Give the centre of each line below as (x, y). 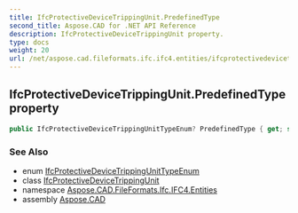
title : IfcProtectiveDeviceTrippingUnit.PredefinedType (114, 17)
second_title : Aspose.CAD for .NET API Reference (103, 26)
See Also (29, 152)
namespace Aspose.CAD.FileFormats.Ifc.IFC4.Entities (119, 189)
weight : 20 (29, 51)
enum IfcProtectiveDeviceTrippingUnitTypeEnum (110, 170)
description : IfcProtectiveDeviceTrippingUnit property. (117, 34)
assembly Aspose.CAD (64, 199)
